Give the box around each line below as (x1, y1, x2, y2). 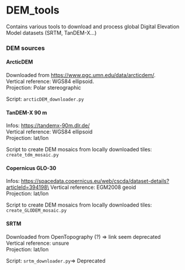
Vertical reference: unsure (6, 239, 69, 246)
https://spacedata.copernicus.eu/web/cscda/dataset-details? (21, 178, 169, 185)
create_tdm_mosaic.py (6, 152, 59, 158)
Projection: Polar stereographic (6, 84, 81, 91)
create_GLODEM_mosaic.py (6, 208, 67, 214)
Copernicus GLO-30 (6, 164, 57, 171)
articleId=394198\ (6, 184, 49, 191)
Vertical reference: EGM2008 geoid (50, 184, 136, 191)
